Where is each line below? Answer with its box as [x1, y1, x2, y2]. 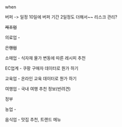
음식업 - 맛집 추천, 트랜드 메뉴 [5, 117, 61, 122]
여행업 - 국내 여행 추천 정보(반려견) [5, 86, 71, 91]
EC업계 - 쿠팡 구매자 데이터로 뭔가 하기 [5, 65, 78, 71]
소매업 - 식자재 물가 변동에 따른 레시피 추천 [5, 55, 86, 61]
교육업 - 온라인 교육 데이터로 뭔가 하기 [5, 76, 77, 81]
